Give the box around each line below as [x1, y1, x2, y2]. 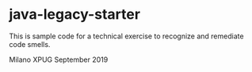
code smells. [9, 39, 51, 49]
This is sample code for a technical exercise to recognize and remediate [9, 31, 244, 41]
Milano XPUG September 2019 [9, 55, 109, 64]
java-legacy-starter [9, 5, 141, 23]
